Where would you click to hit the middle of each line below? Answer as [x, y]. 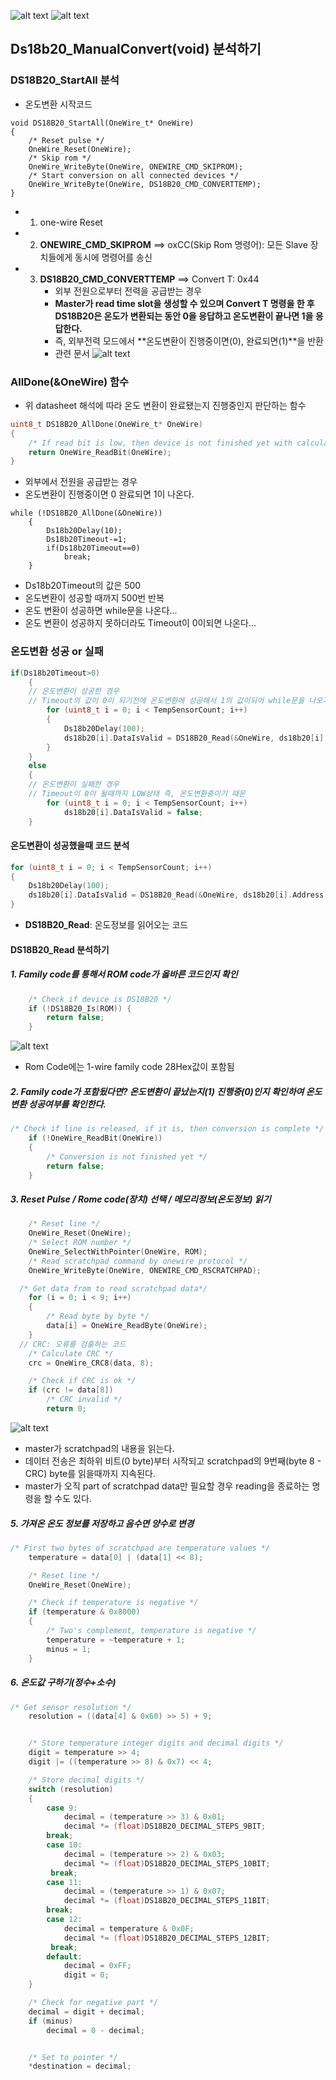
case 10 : [64, 1845]
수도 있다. [73, 1498]
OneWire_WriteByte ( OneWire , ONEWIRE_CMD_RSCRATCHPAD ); [145, 1270]
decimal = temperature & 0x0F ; [129, 1928]
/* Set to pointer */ [73, 2057]
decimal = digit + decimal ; [86, 2011]
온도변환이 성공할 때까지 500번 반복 [94, 598]
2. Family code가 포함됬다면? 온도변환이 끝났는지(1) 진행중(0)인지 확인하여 [157, 1091]
